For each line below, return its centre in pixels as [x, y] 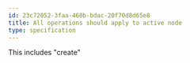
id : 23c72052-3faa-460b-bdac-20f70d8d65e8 [79, 15]
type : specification [42, 30]
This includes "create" [44, 53]
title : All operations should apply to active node [95, 23]
